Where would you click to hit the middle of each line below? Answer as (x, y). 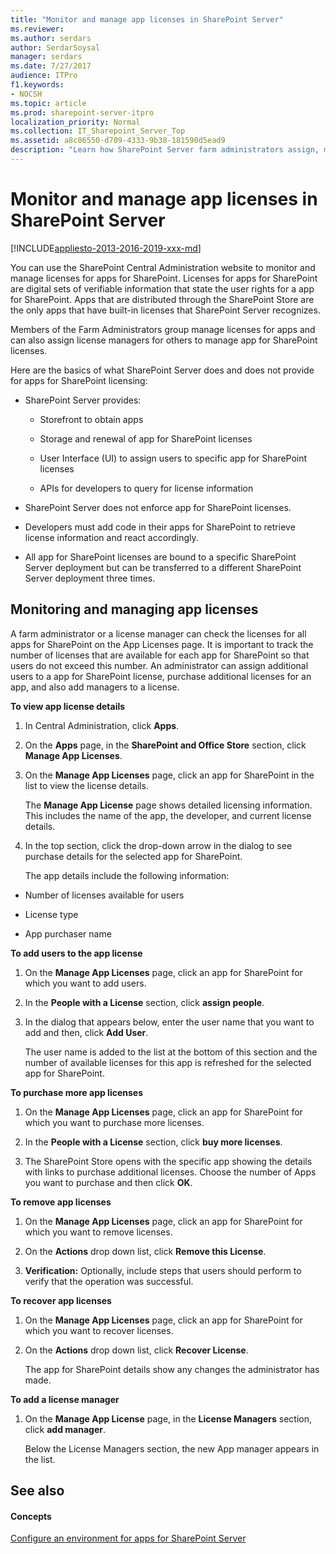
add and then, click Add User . (86, 1032)
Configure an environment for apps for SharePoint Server (128, 1538)
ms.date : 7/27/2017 (51, 66)
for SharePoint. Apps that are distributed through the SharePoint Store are (162, 299)
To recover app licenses (61, 1300)
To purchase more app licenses (77, 1092)
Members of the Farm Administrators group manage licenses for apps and (163, 329)
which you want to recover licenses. (99, 1330)
